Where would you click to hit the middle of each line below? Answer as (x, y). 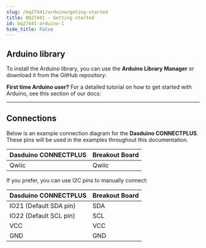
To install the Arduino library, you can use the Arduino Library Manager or (100, 69)
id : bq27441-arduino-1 (35, 23)
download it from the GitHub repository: (57, 75)
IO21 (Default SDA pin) (43, 206)
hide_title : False (30, 29)
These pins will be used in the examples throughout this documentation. (97, 140)
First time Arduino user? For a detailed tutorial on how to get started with (99, 87)
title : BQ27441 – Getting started (51, 18)
